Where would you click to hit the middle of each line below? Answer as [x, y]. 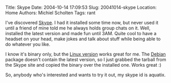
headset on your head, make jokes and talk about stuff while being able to [83, 39]
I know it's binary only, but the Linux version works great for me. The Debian [86, 54]
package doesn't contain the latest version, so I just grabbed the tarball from [86, 60]
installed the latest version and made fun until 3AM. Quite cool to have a [81, 33]
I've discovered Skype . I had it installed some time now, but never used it [82, 23]
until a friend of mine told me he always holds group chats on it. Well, [78, 28]
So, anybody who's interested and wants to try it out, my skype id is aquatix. [86, 75]
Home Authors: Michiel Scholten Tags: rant [51, 13]
